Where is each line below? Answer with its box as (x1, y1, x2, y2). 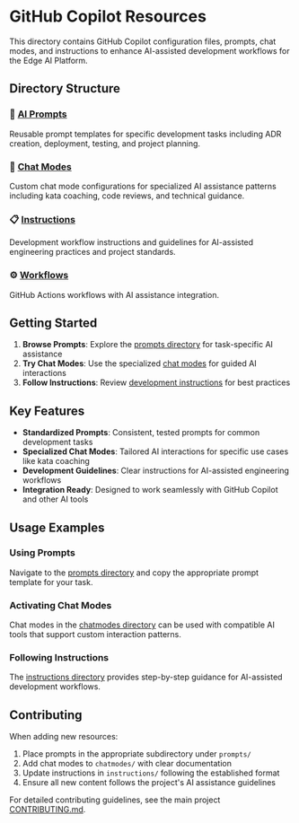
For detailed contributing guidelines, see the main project (9, 794, 221, 805)
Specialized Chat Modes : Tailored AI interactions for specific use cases (22, 446, 289, 457)
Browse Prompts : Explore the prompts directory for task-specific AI (22, 339, 274, 350)
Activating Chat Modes (9, 599, 112, 611)
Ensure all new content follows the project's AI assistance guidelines (22, 777, 277, 788)
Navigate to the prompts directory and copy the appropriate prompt (9, 567, 259, 578)
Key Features (9, 403, 85, 418)
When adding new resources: (9, 731, 119, 742)
